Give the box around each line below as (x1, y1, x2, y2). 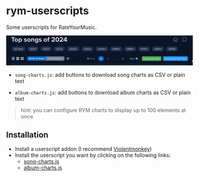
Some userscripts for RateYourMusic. (6, 24, 97, 31)
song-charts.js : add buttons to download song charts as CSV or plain (14, 71, 185, 78)
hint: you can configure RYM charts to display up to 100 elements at (20, 106, 187, 113)
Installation (6, 130, 49, 140)
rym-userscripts (6, 4, 89, 18)
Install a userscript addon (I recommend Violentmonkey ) (14, 146, 152, 153)
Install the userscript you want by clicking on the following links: (14, 152, 171, 159)
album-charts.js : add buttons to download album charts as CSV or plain (14, 88, 191, 96)
